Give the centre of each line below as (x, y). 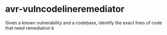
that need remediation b (30, 28)
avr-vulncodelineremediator (65, 9)
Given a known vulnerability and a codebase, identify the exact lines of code (83, 23)
